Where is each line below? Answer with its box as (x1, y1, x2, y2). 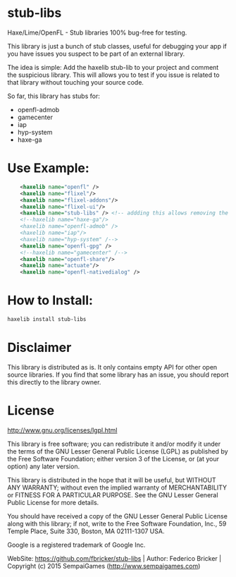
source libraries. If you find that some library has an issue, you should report (7, 370, 229, 379)
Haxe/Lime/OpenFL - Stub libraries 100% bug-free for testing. (7, 28, 187, 37)
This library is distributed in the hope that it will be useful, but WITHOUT (7, 475, 216, 484)
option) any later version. (7, 462, 80, 470)
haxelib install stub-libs (7, 316, 87, 323)
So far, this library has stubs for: (7, 92, 100, 100)
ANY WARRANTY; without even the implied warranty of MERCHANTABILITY (7, 483, 228, 492)
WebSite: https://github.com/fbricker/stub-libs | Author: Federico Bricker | (7, 554, 222, 562)
